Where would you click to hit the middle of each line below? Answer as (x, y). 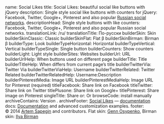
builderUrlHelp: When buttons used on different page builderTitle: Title (76, 59)
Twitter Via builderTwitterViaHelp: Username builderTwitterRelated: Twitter (80, 70)
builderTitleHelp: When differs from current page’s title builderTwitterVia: (78, 64)
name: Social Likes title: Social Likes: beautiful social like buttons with (75, 7)
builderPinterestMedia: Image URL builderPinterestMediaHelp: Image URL (79, 80)
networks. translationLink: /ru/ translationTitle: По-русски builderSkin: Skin (81, 33)
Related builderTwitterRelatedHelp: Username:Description (63, 75)
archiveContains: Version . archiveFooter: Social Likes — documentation (78, 101)
